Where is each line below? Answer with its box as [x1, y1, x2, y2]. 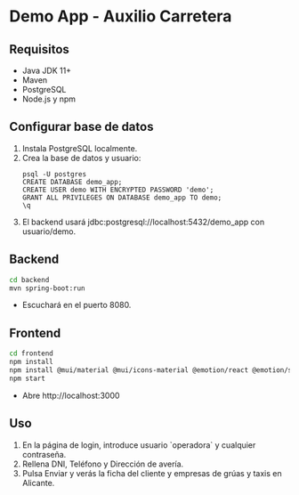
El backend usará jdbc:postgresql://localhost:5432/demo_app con [21, 216, 265, 227]
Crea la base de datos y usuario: [21, 152, 141, 163]
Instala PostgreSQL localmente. [21, 142, 138, 153]
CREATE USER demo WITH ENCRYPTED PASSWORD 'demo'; [21, 185, 214, 194]
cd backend [9, 275, 50, 284]
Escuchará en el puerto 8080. [21, 300, 132, 311]
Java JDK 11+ [21, 65, 72, 76]
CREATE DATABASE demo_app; [21, 177, 123, 186]
